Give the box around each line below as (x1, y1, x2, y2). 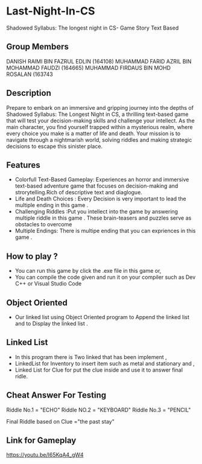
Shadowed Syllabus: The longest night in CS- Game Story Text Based (6, 24, 179, 31)
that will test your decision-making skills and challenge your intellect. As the (6, 116, 195, 124)
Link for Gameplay (6, 436, 77, 446)
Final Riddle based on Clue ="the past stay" (6, 418, 115, 425)
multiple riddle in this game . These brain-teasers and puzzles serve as (14, 214, 192, 221)
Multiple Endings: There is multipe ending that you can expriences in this (14, 227, 196, 235)
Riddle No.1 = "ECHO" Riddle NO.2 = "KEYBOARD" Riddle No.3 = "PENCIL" (6, 406, 191, 413)
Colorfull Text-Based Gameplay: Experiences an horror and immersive (14, 176, 189, 183)
